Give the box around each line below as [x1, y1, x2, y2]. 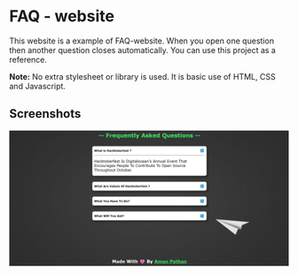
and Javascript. [9, 80, 67, 91]
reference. [9, 54, 47, 65]
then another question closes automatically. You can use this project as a [9, 44, 277, 55]
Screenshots [9, 106, 82, 121]
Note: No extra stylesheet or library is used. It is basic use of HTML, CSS [9, 71, 277, 81]
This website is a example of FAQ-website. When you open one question [9, 35, 275, 46]
